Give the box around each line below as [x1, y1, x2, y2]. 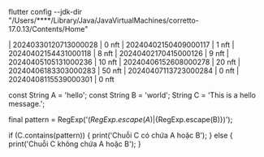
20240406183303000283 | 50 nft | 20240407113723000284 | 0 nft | [8, 66, 240, 76]
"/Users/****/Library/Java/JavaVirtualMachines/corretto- [8, 15, 199, 25]
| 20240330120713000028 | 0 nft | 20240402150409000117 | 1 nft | [8, 40, 235, 50]
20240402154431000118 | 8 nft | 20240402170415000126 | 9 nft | [8, 49, 229, 58]
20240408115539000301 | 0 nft [8, 75, 115, 84]
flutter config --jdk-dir [8, 7, 83, 16]
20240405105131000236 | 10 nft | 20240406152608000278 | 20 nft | [8, 57, 241, 67]
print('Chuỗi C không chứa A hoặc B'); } [8, 139, 141, 149]
